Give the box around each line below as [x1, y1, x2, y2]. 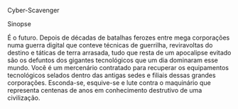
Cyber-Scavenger [7, 6, 60, 14]
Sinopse [7, 20, 32, 28]
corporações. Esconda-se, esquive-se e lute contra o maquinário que [7, 79, 211, 87]
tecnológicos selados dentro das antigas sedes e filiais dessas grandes [7, 71, 216, 79]
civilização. [7, 93, 40, 102]
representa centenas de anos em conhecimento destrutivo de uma [7, 86, 202, 94]
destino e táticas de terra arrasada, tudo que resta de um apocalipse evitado [7, 49, 232, 57]
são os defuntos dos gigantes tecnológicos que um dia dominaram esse [7, 56, 218, 64]
